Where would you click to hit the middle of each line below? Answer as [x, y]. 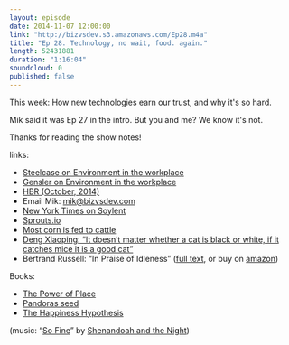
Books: [23, 275]
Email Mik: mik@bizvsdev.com [79, 200]
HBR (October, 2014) [61, 191]
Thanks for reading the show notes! [75, 137]
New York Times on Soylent [74, 210]
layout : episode [40, 18]
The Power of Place [59, 294]
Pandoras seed [51, 303]
